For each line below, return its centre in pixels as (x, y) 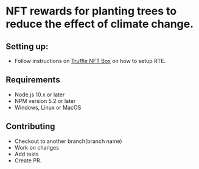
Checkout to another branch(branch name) (68, 141)
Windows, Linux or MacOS (48, 107)
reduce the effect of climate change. (100, 24)
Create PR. (28, 160)
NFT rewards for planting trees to (91, 11)
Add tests (26, 154)
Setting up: (27, 46)
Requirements (33, 80)
